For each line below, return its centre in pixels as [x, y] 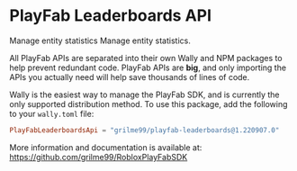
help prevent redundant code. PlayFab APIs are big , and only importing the [148, 67]
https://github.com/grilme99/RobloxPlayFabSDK [99, 157]
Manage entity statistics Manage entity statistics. [100, 40]
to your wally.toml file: [52, 113]
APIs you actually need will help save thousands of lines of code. [130, 76]
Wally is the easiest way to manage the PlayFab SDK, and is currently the [145, 94]
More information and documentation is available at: [106, 147]
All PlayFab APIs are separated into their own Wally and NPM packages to [146, 58]
